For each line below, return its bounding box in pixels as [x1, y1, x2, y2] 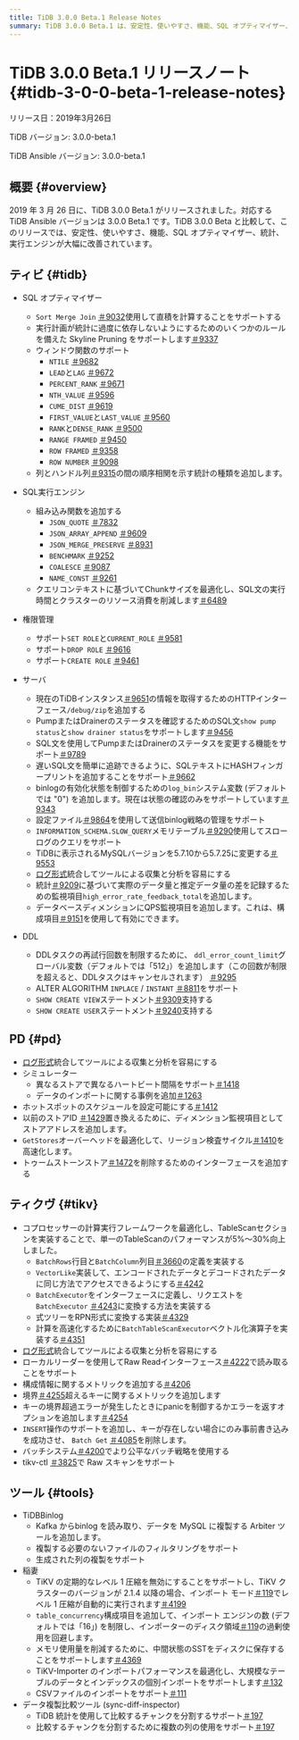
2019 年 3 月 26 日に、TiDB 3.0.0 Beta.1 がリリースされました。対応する [9, 205, 273, 215]
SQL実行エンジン [21, 487, 86, 498]
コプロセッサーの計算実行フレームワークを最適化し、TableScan [21, 1222, 257, 1233]
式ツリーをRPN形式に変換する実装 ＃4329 [35, 1311, 189, 1322]
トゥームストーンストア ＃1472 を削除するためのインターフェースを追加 [21, 1157, 281, 1167]
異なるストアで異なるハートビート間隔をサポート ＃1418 [35, 1078, 240, 1090]
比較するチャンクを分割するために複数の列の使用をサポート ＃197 [35, 1721, 275, 1732]
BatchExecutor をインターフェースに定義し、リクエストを [35, 1289, 244, 1300]
